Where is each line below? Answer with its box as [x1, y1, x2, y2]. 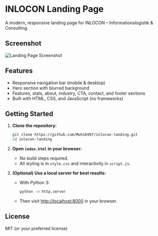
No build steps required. [19, 155, 69, 161]
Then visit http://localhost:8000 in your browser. [19, 198, 118, 204]
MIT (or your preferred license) [5, 225, 68, 231]
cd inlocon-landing [12, 137, 53, 142]
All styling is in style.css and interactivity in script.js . [19, 161, 131, 167]
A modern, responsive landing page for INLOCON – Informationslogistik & [5, 20, 154, 26]
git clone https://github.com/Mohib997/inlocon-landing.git [12, 132, 138, 137]
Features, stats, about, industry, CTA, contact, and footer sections [12, 90, 146, 96]
